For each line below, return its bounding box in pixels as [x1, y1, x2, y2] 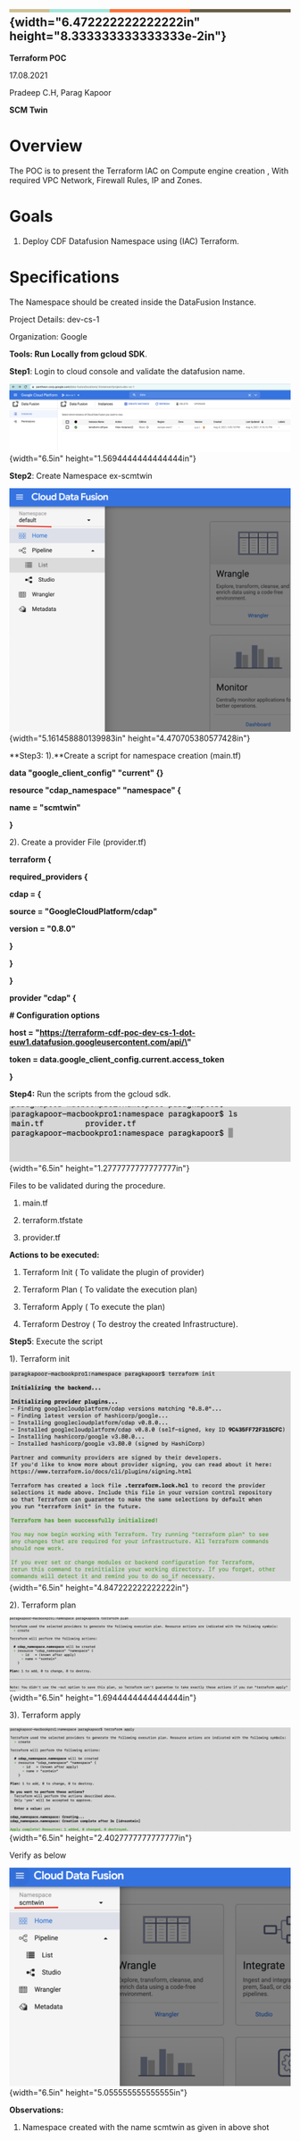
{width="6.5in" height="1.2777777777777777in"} [9, 1163, 190, 1174]
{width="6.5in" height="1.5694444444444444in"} [9, 453, 196, 464]
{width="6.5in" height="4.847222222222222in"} [9, 1582, 189, 1592]
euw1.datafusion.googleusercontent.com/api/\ [9, 1037, 187, 1047]
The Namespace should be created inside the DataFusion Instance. [9, 297, 256, 307]
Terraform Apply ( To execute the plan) [21, 1302, 166, 1313]
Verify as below [9, 1850, 67, 1860]
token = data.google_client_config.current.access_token [9, 1054, 225, 1065]
